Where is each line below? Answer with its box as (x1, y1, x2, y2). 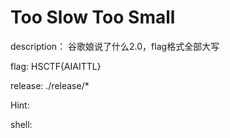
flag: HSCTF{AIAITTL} (10, 60, 102, 72)
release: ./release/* (10, 79, 90, 91)
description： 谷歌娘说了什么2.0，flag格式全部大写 (10, 40, 220, 52)
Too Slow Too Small (10, 6, 176, 29)
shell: (10, 118, 33, 130)
